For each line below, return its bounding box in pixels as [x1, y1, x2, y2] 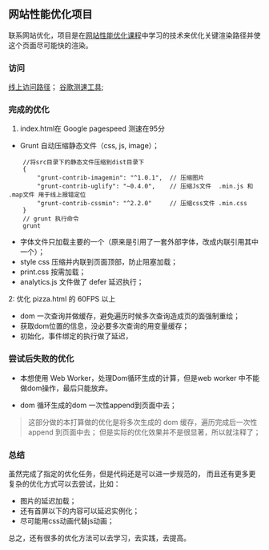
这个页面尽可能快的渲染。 [8, 40, 93, 50]
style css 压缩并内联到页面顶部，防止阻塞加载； [19, 257, 179, 267]
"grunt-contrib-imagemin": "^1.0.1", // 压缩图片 [37, 174, 205, 182]
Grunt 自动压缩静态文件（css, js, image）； [19, 141, 160, 151]
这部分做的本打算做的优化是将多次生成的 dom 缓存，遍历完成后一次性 [27, 417, 258, 427]
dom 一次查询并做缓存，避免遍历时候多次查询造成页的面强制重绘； [19, 311, 240, 321]
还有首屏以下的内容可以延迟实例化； [19, 506, 140, 516]
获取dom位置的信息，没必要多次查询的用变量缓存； [19, 322, 190, 331]
